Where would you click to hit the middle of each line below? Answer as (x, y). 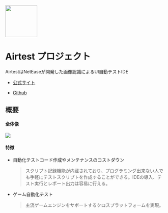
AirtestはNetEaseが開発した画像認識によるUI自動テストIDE (67, 71)
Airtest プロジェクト (48, 57)
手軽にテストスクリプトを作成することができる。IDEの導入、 (94, 177)
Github (20, 92)
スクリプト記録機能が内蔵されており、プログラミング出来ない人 (92, 171)
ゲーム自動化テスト (33, 194)
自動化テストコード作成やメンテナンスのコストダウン (68, 159)
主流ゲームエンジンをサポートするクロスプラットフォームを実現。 (94, 205)
